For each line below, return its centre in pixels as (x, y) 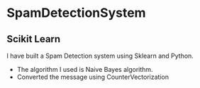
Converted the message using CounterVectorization (93, 77)
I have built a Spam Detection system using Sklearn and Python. (100, 56)
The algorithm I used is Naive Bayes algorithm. (85, 69)
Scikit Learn (34, 39)
